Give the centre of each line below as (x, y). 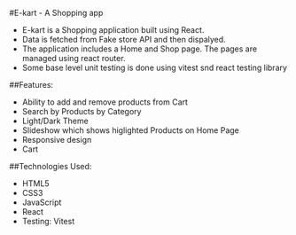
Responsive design (57, 140)
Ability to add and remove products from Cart (105, 102)
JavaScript (42, 202)
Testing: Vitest (48, 221)
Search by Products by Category (82, 111)
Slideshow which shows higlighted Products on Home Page (130, 130)
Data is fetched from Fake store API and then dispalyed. (124, 39)
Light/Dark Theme (55, 121)
